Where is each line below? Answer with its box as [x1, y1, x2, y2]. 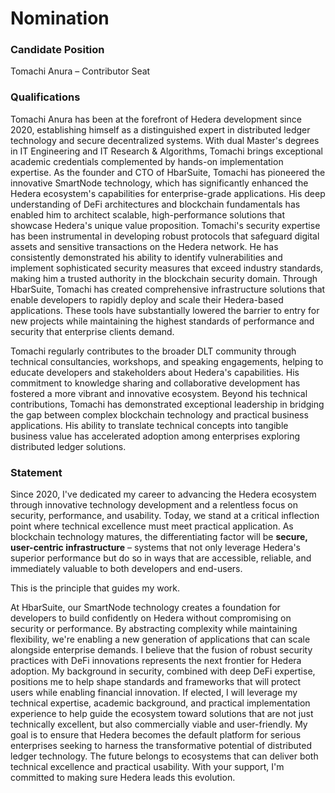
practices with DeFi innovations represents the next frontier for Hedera [10, 655, 302, 667]
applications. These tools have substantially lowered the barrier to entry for [10, 304, 320, 316]
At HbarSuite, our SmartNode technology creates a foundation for [10, 602, 281, 614]
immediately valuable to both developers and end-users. [10, 563, 243, 575]
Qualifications [10, 90, 81, 104]
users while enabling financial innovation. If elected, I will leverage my [10, 687, 298, 699]
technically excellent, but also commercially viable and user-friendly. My [10, 718, 308, 731]
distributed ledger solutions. [10, 440, 127, 452]
